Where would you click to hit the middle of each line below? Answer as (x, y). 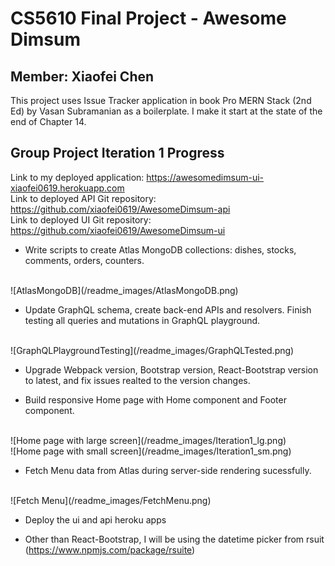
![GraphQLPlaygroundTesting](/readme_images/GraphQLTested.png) (152, 350)
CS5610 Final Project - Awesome (148, 18)
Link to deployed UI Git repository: (81, 219)
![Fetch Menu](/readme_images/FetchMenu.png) (111, 500)
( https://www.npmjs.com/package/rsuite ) (110, 549)
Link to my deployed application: (77, 177)
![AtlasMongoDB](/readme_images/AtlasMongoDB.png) (124, 290)
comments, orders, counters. (84, 260)
